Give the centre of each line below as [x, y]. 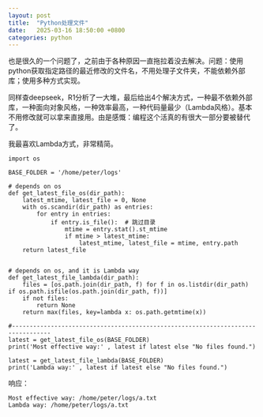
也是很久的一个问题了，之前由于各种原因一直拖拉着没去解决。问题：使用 [126, 61]
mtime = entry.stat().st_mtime [116, 230]
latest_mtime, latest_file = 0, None [85, 201]
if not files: [45, 299]
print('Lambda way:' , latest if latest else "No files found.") [118, 368]
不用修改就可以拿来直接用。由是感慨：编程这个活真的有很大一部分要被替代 [129, 117]
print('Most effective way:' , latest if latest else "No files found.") [132, 347]
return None [56, 306]
